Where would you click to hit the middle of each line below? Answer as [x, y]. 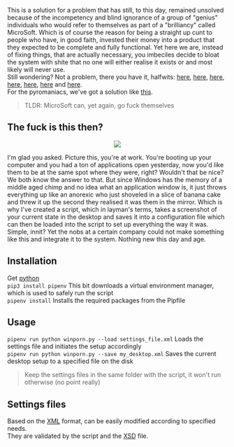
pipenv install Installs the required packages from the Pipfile [96, 300]
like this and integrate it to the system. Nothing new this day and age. [107, 239]
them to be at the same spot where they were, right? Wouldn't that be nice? [116, 172]
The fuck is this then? [55, 128]
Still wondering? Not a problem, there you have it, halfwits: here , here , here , [116, 77]
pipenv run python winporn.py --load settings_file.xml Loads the [105, 339]
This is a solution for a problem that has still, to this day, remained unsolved [116, 10]
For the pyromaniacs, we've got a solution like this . [80, 92]
